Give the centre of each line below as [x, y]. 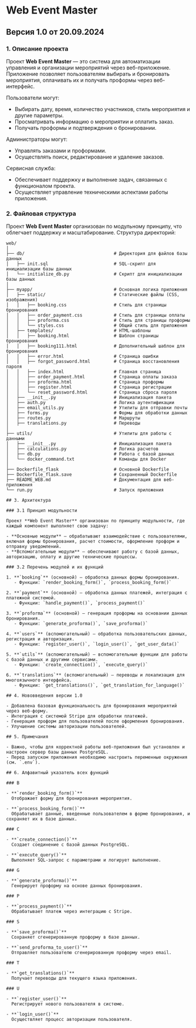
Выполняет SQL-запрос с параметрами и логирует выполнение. [86, 860]
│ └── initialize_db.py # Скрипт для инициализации [94, 274]
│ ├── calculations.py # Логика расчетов [82, 449]
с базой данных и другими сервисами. [52, 660]
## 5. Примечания [27, 737]
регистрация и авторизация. [40, 639]
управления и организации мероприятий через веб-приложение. [89, 68]
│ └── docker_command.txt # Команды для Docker [86, 459]
